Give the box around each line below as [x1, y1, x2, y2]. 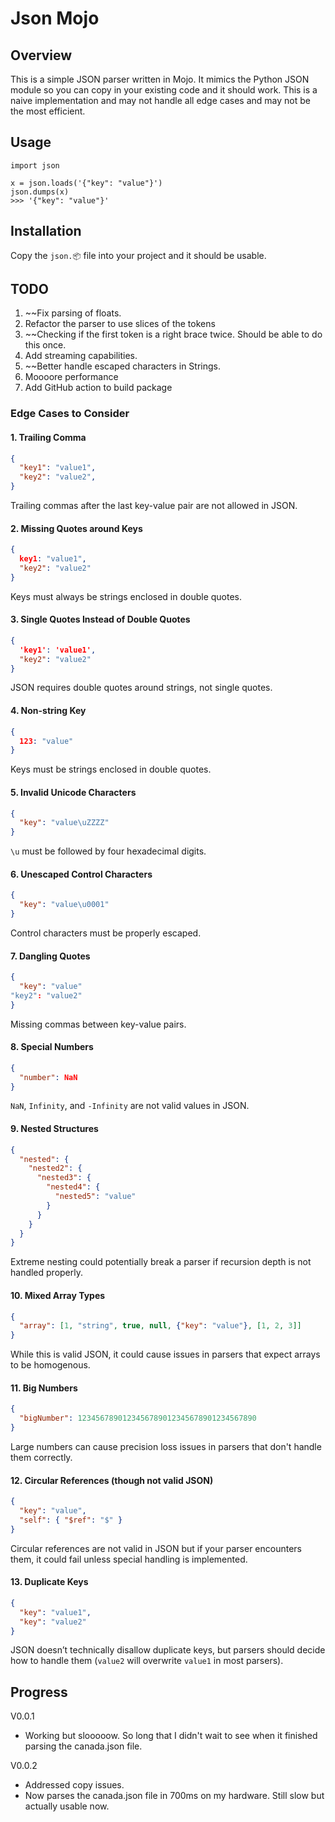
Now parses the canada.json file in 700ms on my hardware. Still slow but [24, 1790, 325, 1802]
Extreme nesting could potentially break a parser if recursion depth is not [10, 1256, 312, 1268]
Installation [10, 223, 82, 240]
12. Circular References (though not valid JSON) [10, 1474, 214, 1486]
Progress [10, 1683, 68, 1701]
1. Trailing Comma [10, 431, 87, 443]
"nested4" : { [46, 1182, 101, 1192]
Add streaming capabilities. [24, 350, 138, 362]
